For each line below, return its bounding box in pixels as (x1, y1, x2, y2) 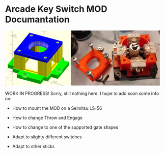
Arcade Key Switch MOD (5, 3, 108, 15)
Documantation (5, 14, 70, 25)
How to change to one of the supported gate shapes (12, 124, 119, 130)
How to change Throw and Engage (12, 115, 83, 121)
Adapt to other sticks (12, 144, 55, 150)
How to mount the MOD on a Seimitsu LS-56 (12, 105, 102, 111)
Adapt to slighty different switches (12, 134, 82, 140)
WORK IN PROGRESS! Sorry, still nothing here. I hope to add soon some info (5, 91, 159, 96)
